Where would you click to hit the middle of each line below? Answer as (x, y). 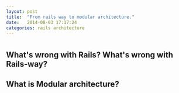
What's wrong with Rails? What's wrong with (90, 55)
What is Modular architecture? (63, 84)
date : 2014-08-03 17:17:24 (42, 22)
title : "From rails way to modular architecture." (70, 17)
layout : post (22, 11)
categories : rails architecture (45, 28)
